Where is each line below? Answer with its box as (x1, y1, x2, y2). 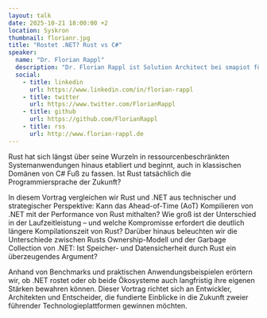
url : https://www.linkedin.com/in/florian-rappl (29, 85, 194, 94)
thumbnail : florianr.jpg (8, 33, 91, 42)
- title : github (22, 108, 77, 116)
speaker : (8, 48, 37, 56)
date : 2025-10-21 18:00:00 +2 (8, 19, 109, 27)
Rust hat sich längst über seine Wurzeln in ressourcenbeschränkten (8, 152, 230, 161)
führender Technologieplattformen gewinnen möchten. (8, 301, 188, 310)
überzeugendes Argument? (8, 251, 98, 261)
